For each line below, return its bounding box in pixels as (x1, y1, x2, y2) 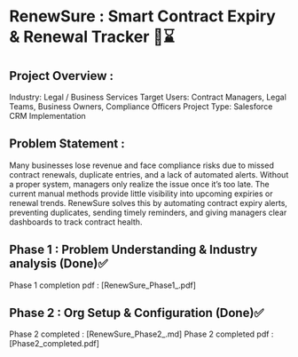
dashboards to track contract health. (9, 216, 143, 227)
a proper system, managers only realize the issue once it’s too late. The (9, 178, 270, 189)
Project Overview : (9, 68, 114, 83)
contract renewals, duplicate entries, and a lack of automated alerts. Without (9, 169, 289, 179)
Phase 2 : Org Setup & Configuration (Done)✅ (9, 305, 264, 321)
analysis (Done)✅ (9, 256, 108, 272)
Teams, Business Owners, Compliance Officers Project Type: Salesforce (9, 101, 273, 112)
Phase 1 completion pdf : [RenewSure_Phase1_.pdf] (9, 280, 197, 290)
